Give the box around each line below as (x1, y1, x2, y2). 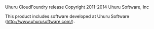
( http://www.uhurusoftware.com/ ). (5, 19, 75, 24)
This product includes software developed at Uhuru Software (5, 14, 129, 19)
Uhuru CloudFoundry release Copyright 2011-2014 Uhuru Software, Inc (5, 4, 149, 10)
